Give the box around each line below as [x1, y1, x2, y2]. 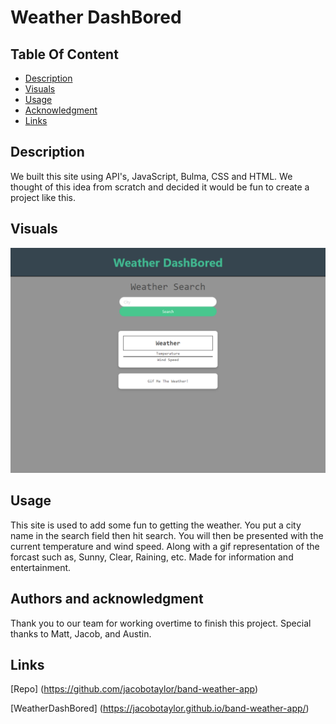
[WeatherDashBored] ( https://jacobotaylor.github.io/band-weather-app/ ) [10, 702, 310, 715]
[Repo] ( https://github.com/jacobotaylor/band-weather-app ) [10, 683, 258, 695]
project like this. [10, 191, 76, 203]
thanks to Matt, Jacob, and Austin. [10, 627, 152, 640]
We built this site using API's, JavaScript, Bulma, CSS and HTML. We [10, 170, 293, 182]
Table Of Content [10, 46, 119, 63]
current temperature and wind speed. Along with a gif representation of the [10, 540, 320, 552]
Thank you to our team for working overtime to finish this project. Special [10, 617, 312, 629]
